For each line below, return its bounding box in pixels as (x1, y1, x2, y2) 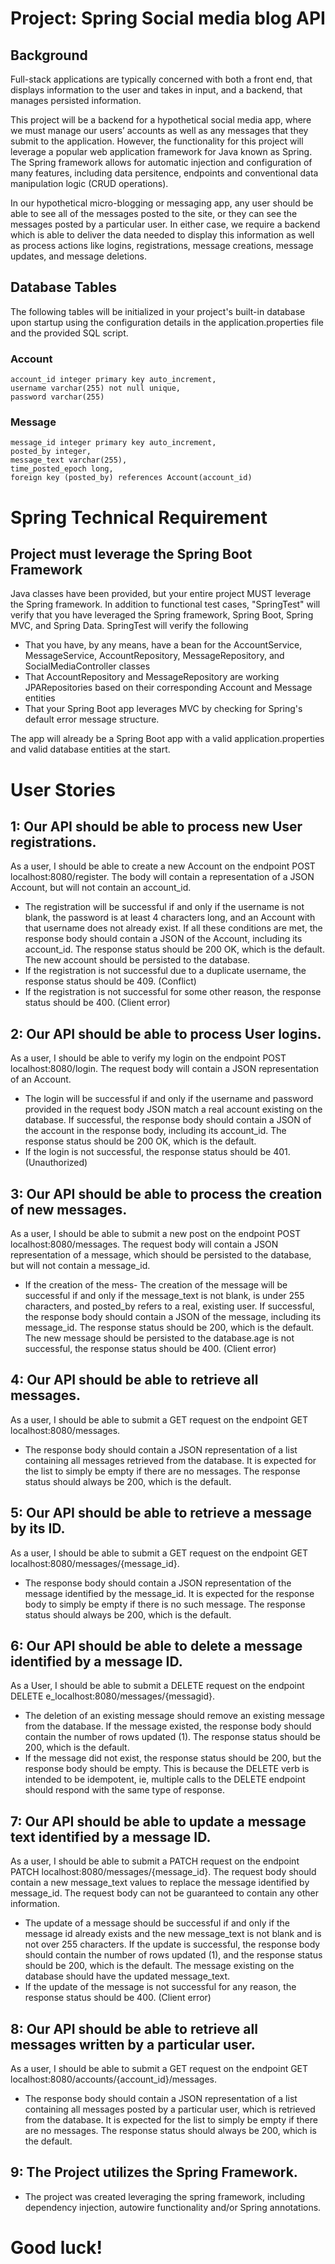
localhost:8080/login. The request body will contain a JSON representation (10, 1063, 320, 1075)
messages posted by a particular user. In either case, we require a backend (10, 218, 321, 230)
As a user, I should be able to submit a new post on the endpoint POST (10, 1228, 302, 1240)
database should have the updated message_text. (24, 1970, 231, 1982)
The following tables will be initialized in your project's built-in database (10, 305, 306, 317)
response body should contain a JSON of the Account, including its (24, 933, 303, 945)
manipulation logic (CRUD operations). (10, 178, 169, 189)
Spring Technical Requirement (10, 506, 268, 529)
